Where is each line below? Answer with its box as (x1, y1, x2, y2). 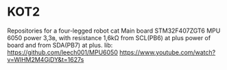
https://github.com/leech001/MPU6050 (7, 48, 118, 56)
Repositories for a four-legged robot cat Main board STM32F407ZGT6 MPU (7, 27, 221, 35)
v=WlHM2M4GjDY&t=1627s (7, 55, 84, 63)
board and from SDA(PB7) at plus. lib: (7, 41, 113, 49)
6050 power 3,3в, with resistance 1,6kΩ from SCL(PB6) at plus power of (7, 33, 211, 41)
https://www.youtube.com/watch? (119, 48, 216, 56)
